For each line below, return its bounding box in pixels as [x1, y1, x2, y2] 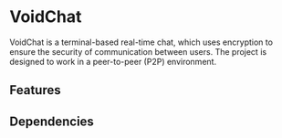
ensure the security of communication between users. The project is [9, 46, 267, 57]
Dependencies [9, 113, 94, 129]
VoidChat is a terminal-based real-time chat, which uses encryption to [9, 37, 274, 48]
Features [9, 82, 61, 98]
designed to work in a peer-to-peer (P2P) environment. [9, 56, 217, 67]
